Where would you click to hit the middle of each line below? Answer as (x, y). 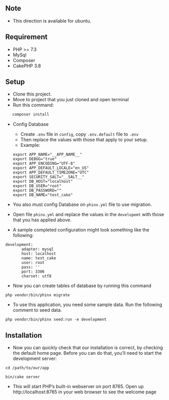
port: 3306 (33, 272)
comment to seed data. (37, 310)
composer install (31, 115)
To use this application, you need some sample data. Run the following (88, 304)
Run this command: (33, 105)
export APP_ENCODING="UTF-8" (44, 164)
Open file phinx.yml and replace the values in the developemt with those (88, 215)
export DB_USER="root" (37, 186)
